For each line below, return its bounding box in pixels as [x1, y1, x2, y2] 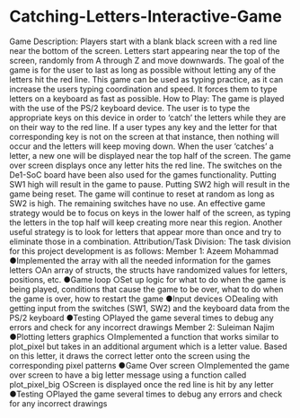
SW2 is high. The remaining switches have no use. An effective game [9, 197, 266, 208]
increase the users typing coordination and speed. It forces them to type [9, 83, 278, 94]
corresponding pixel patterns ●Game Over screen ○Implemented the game [9, 360, 290, 370]
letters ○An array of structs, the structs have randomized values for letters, [9, 265, 288, 275]
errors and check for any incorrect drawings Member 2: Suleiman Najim [9, 321, 276, 333]
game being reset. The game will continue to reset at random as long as [9, 188, 276, 199]
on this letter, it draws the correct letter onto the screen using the [9, 350, 251, 361]
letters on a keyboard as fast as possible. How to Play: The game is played [9, 92, 285, 104]
